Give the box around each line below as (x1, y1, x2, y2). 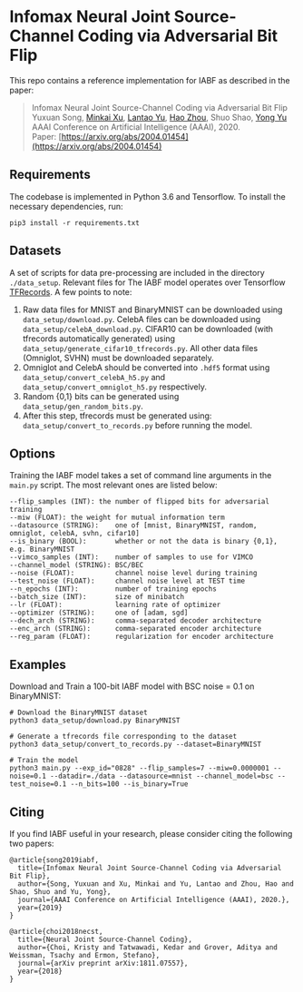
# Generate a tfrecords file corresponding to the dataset (9, 732, 238, 742)
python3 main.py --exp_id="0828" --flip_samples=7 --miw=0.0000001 (9, 764, 270, 773)
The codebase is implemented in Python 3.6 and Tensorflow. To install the (9, 191, 286, 201)
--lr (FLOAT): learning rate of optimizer (9, 601, 221, 610)
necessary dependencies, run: (9, 201, 124, 211)
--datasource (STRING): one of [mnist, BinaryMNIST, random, (9, 521, 258, 530)
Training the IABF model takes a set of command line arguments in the (9, 470, 272, 481)
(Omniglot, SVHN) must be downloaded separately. (22, 352, 215, 363)
